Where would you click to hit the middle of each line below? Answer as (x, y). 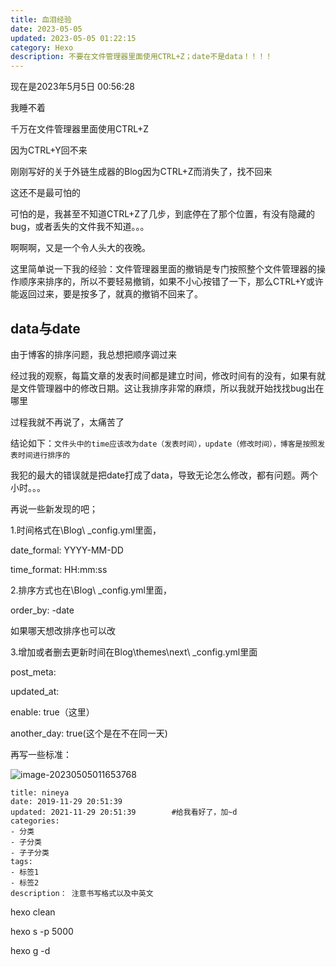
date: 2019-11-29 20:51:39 (66, 801)
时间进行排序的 (44, 455)
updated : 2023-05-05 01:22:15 (73, 38)
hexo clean (33, 912)
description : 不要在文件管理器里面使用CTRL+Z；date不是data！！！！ (141, 57)
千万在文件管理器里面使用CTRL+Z (80, 129)
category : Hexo (42, 47)
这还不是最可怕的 (45, 193)
